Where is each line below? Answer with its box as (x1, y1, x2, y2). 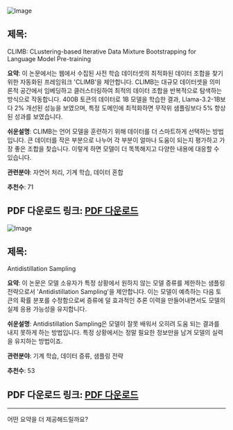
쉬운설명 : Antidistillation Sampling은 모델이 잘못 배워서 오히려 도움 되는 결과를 (7, 320, 220, 328)
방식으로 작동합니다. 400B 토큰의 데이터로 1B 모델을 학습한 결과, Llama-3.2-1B (7, 94, 221, 104)
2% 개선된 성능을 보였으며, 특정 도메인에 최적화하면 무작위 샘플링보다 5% (14, 104, 214, 112)
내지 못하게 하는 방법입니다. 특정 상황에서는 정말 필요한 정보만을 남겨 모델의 (7, 329, 211, 337)
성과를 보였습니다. (14, 112, 63, 121)
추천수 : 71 (7, 183, 34, 191)
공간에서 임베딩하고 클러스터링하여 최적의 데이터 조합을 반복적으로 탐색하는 (19, 86, 223, 94)
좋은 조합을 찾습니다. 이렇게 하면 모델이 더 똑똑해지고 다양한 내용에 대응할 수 (14, 144, 220, 153)
